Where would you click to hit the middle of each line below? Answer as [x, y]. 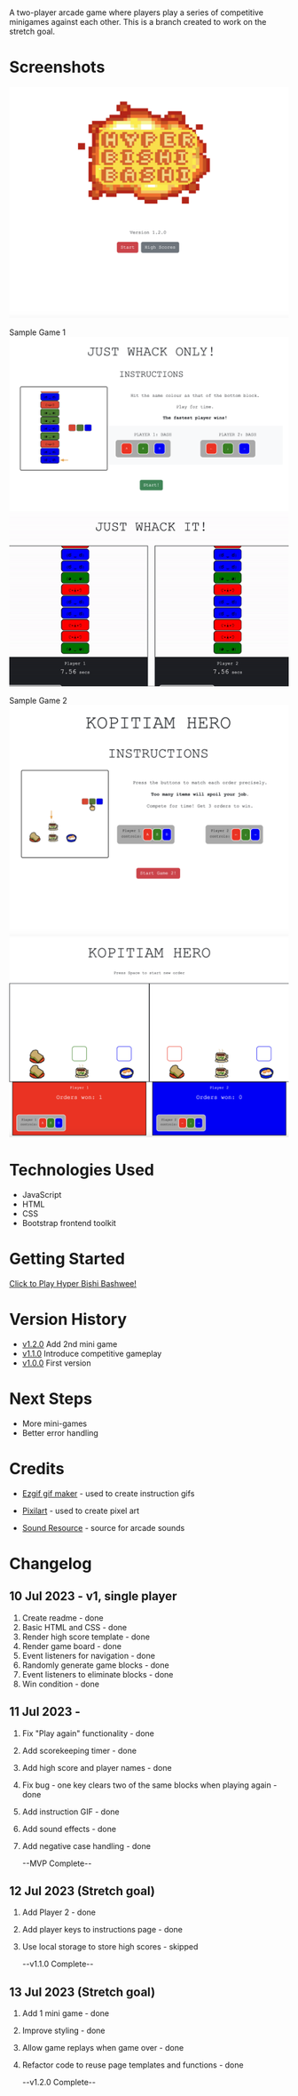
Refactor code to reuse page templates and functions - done [133, 2065]
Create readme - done [63, 1618]
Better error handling [60, 1432]
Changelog [51, 1563]
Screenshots [57, 67]
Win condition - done [61, 1684]
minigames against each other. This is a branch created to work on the [138, 22]
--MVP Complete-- [57, 1863]
